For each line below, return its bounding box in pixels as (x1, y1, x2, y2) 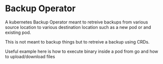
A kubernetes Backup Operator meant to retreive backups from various (5, 19, 148, 25)
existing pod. (5, 29, 31, 35)
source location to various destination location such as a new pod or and (5, 24, 151, 30)
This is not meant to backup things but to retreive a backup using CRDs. (5, 39, 150, 44)
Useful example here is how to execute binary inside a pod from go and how (5, 48, 159, 54)
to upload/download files (5, 53, 55, 59)
